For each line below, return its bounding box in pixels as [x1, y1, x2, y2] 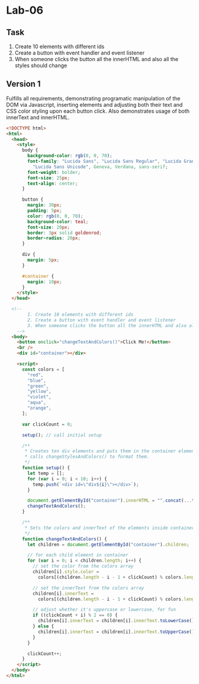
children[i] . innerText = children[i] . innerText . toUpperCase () [37, 629, 195, 635]
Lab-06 [6, 4, 43, 17]
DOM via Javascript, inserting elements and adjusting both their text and [6, 101, 183, 108]
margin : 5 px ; [27, 257, 60, 263]
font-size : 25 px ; [27, 175, 70, 181]
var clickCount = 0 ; [21, 421, 73, 427]
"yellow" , [27, 388, 52, 395]
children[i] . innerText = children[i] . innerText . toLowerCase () [37, 618, 195, 624]
